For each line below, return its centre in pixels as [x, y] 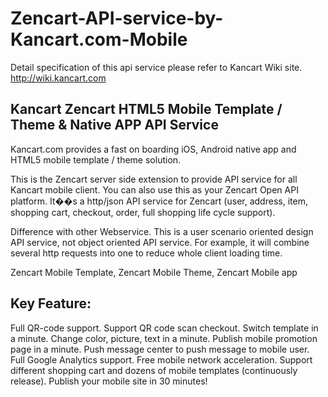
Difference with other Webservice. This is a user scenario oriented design [162, 231]
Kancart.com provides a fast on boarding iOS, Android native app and [153, 149]
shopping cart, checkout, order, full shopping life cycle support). [143, 212]
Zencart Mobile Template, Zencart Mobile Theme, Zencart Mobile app [154, 272]
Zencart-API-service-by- [117, 18]
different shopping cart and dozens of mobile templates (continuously [154, 370]
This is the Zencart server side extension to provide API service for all [154, 179]
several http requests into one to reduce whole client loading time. [146, 253]
